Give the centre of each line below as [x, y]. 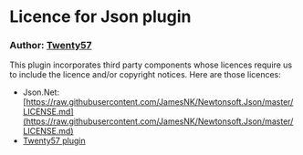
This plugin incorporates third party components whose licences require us [151, 65]
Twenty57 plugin [54, 141]
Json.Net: [41, 92]
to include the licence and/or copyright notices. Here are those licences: [145, 75]
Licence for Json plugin [100, 17]
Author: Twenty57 [51, 46]
